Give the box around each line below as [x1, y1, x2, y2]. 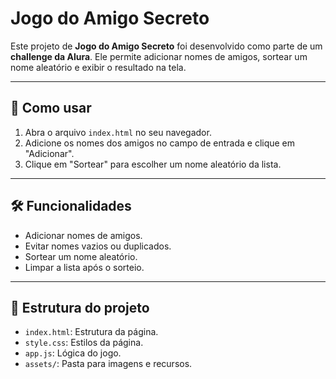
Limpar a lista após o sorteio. [24, 261, 145, 273]
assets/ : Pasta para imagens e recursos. [24, 358, 193, 370]
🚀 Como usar [10, 100, 92, 117]
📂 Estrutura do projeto [10, 299, 150, 316]
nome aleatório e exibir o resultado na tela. [10, 61, 187, 73]
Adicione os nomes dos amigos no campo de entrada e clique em [24, 137, 296, 149]
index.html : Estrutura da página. [24, 326, 159, 338]
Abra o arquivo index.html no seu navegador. [24, 126, 212, 138]
